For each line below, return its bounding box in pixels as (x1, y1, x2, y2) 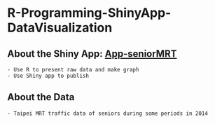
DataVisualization (7, 20, 113, 36)
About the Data (7, 91, 75, 103)
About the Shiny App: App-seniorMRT (7, 48, 177, 60)
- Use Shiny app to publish (7, 72, 90, 79)
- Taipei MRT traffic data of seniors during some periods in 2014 (7, 110, 209, 117)
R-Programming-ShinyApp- (7, 5, 172, 21)
